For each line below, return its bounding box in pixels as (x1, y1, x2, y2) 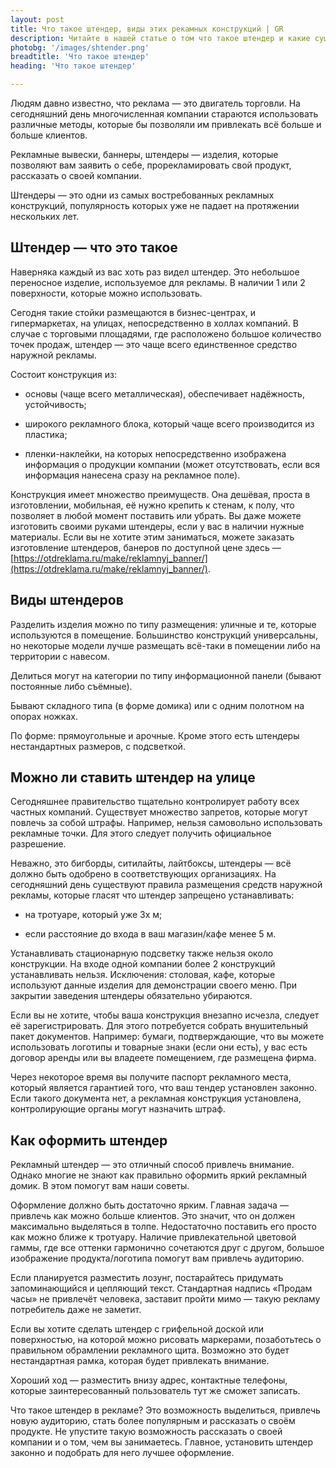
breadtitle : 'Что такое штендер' (10, 52, 150, 62)
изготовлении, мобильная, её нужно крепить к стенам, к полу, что (10, 499, 295, 511)
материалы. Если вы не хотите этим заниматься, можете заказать (10, 531, 295, 543)
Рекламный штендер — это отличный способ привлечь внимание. (10, 1159, 295, 1171)
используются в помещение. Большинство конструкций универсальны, (10, 629, 318, 641)
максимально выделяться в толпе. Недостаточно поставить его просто (10, 1221, 317, 1233)
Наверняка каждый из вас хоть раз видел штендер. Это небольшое (10, 266, 300, 278)
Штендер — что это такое (10, 239, 178, 256)
